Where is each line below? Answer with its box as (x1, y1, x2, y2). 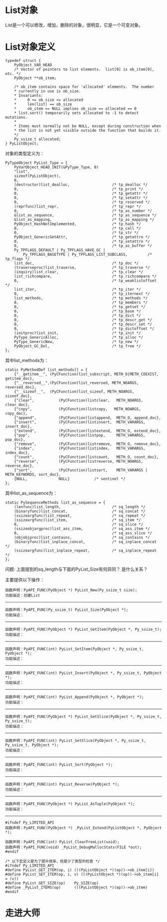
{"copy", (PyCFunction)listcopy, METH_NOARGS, (14, 406, 141, 411)
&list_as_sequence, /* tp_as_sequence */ (14, 212, 157, 217)
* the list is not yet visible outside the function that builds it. (14, 128, 162, 133)
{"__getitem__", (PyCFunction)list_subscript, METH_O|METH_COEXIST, (14, 371, 159, 376)
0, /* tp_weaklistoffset (14, 278, 157, 283)
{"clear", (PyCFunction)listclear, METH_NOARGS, (14, 397, 143, 403)
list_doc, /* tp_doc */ (14, 260, 139, 266)
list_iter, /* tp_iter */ (14, 287, 141, 292)
